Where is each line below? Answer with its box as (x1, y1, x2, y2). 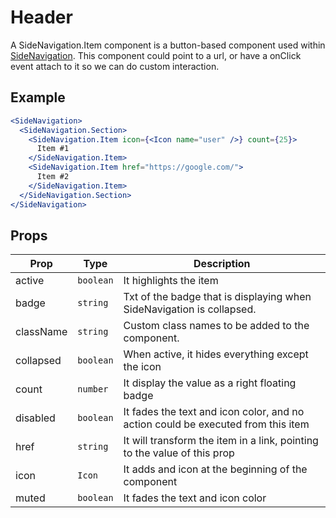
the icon (123, 360, 162, 374)
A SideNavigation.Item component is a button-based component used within (10, 39, 326, 51)
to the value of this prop (123, 446, 235, 460)
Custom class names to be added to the (123, 319, 310, 333)
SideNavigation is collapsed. (123, 302, 257, 316)
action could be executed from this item (123, 417, 310, 431)
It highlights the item (123, 274, 219, 288)
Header (10, 6, 73, 29)
